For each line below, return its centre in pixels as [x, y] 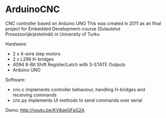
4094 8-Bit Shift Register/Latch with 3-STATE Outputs [69, 64]
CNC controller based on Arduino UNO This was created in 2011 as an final [83, 23]
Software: [15, 80]
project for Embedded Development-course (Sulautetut [63, 28]
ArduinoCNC [32, 9]
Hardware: [16, 44]
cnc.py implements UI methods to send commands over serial [77, 100]
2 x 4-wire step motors [37, 54]
